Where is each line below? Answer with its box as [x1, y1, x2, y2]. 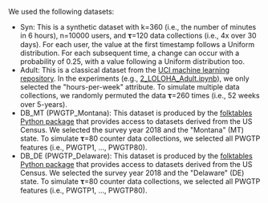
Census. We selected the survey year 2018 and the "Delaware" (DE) [19, 168, 245, 177]
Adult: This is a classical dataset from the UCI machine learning [19, 66, 230, 74]
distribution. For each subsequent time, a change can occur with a [19, 48, 240, 58]
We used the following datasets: [8, 7, 115, 16]
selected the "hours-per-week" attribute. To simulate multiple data [19, 82, 240, 91]
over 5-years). [19, 100, 68, 109]
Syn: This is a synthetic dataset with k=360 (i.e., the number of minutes [19, 22, 257, 31]
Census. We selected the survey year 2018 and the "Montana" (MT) [19, 125, 245, 134]
